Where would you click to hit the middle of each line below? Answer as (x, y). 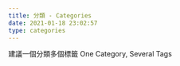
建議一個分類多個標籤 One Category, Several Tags (90, 54)
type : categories (37, 30)
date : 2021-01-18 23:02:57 (53, 23)
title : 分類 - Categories (50, 16)
